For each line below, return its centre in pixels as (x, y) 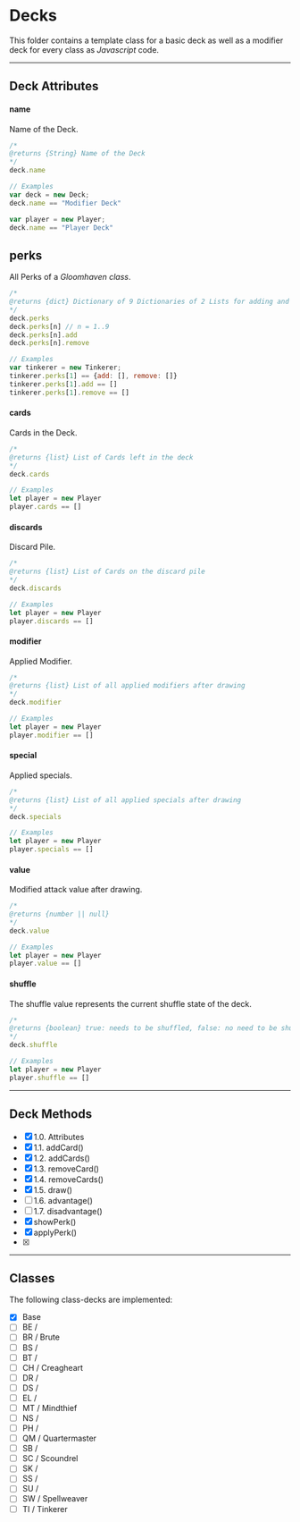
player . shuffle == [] (50, 1078)
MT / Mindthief (50, 1408)
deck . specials (36, 816)
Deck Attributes (54, 86)
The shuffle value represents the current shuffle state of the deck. (130, 1003)
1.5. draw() (53, 1189)
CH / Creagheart (52, 1367)
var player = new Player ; (57, 219)
